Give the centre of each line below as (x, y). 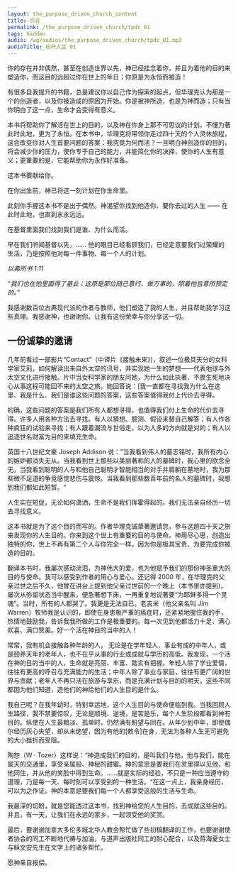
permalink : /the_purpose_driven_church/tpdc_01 (79, 27)
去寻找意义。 (26, 511)
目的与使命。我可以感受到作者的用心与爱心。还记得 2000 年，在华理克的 (113, 576)
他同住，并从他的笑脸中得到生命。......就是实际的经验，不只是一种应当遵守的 (118, 773)
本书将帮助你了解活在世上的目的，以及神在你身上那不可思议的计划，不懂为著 (119, 125)
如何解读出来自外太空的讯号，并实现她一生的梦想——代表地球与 (131, 368)
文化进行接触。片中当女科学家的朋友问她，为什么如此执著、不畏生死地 (122, 377)
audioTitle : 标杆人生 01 (42, 47)
